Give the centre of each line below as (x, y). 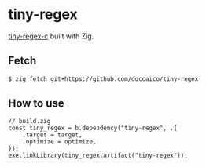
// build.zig (29, 122)
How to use (36, 103)
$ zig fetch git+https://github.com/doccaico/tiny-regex (103, 79)
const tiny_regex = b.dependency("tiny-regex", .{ (93, 128)
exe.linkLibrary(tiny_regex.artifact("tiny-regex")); (98, 156)
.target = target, (52, 135)
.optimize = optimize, (59, 142)
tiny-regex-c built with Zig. (51, 36)
